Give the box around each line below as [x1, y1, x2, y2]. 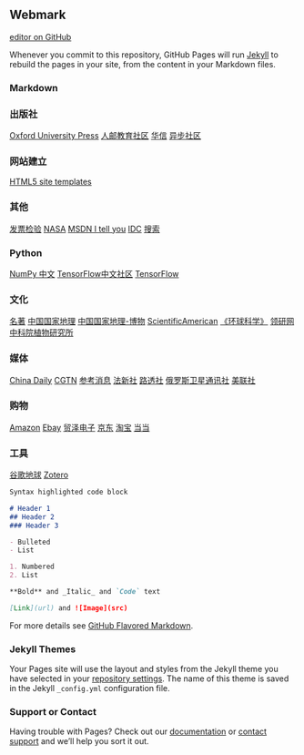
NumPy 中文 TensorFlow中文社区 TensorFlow [9, 268, 179, 279]
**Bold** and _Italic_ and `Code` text [9, 587, 161, 597]
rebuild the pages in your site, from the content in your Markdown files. [9, 58, 276, 69]
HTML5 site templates [9, 177, 93, 188]
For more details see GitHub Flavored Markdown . [9, 619, 194, 631]
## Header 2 [9, 512, 55, 522]
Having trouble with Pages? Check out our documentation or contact [9, 726, 267, 737]
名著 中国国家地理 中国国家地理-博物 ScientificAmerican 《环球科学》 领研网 [9, 316, 295, 327]
